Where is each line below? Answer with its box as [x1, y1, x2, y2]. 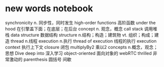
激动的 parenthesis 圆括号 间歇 [9, 56, 72, 62]
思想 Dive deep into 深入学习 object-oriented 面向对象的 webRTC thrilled [5, 50, 152, 56]
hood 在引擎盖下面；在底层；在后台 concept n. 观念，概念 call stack [5, 25, 143, 32]
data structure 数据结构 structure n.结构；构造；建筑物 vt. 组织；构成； [10, 32, 155, 38]
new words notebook [5, 3, 93, 14]
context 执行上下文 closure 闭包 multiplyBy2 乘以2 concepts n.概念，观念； [5, 44, 158, 50]
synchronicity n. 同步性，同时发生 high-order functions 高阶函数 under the [5, 20, 156, 25]
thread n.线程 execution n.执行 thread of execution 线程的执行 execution [10, 38, 157, 44]
